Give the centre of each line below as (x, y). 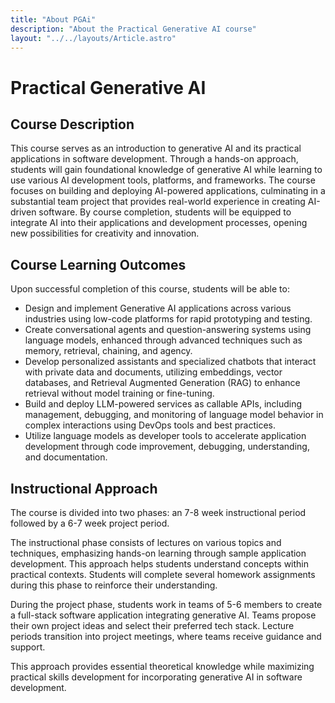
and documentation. (66, 457)
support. (28, 647)
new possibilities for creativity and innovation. (105, 233)
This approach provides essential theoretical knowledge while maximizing (162, 666)
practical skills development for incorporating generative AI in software (156, 677)
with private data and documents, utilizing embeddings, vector (153, 372)
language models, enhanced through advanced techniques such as (163, 340)
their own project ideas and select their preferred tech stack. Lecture (152, 625)
